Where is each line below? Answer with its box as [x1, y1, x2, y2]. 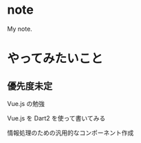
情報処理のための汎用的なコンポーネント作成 [7, 129, 134, 137]
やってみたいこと [7, 51, 103, 66]
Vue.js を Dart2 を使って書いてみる [7, 114, 106, 122]
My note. [7, 25, 32, 33]
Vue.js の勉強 [7, 99, 45, 107]
